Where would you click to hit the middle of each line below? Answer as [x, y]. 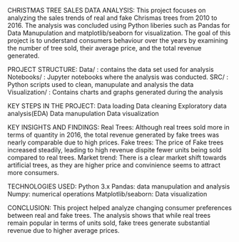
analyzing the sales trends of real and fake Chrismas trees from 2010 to [112, 18]
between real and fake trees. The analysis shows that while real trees [109, 215]
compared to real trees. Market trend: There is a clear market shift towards [117, 157]
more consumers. [33, 173]
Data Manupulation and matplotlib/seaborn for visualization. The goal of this [119, 33]
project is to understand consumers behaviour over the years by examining [118, 41]
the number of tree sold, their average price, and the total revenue [105, 48]
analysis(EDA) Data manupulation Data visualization [83, 114]
